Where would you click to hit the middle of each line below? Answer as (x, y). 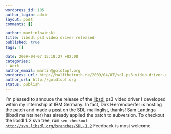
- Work (12, 66)
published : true (22, 43)
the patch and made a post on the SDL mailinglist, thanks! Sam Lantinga (81, 110)
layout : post (19, 19)
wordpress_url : (21, 75)
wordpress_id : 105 (25, 10)
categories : (18, 61)
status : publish (22, 85)
